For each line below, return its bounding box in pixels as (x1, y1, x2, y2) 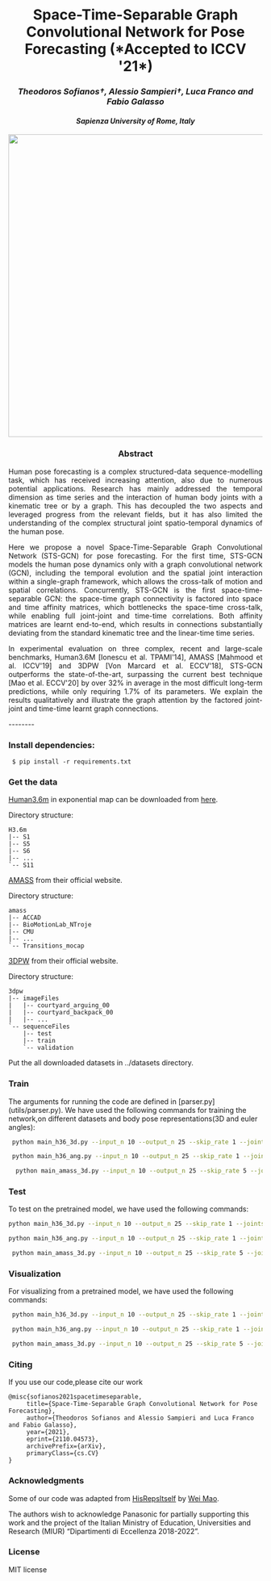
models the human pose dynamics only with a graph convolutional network (8, 559, 263, 569)
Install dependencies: (8, 739, 95, 751)
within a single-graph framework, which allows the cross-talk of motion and (8, 576, 263, 586)
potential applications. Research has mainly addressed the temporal (8, 483, 263, 493)
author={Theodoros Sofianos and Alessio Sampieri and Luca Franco (26, 1414, 254, 1422)
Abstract (118, 448, 153, 459)
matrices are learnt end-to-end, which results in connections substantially (8, 619, 263, 629)
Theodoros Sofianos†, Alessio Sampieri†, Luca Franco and (17, 86, 254, 98)
